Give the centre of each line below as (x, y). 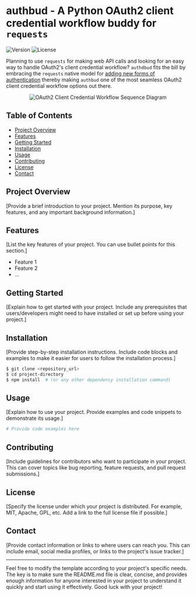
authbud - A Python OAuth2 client (90, 11)
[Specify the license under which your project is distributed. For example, (94, 506)
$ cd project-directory (35, 374)
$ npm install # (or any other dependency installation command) (88, 380)
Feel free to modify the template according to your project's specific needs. (97, 568)
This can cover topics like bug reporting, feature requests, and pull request (96, 468)
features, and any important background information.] (71, 212)
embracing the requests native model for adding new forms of (80, 73)
